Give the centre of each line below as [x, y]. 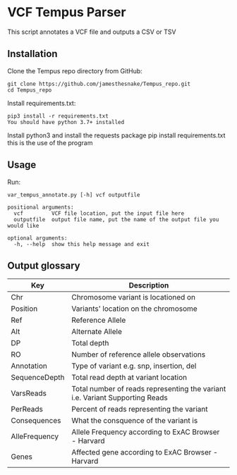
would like [23, 226]
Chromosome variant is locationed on [134, 297]
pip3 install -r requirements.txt [58, 116]
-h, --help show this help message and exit [82, 244]
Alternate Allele [97, 332]
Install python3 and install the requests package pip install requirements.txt [116, 135]
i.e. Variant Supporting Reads [120, 397]
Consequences [36, 421]
